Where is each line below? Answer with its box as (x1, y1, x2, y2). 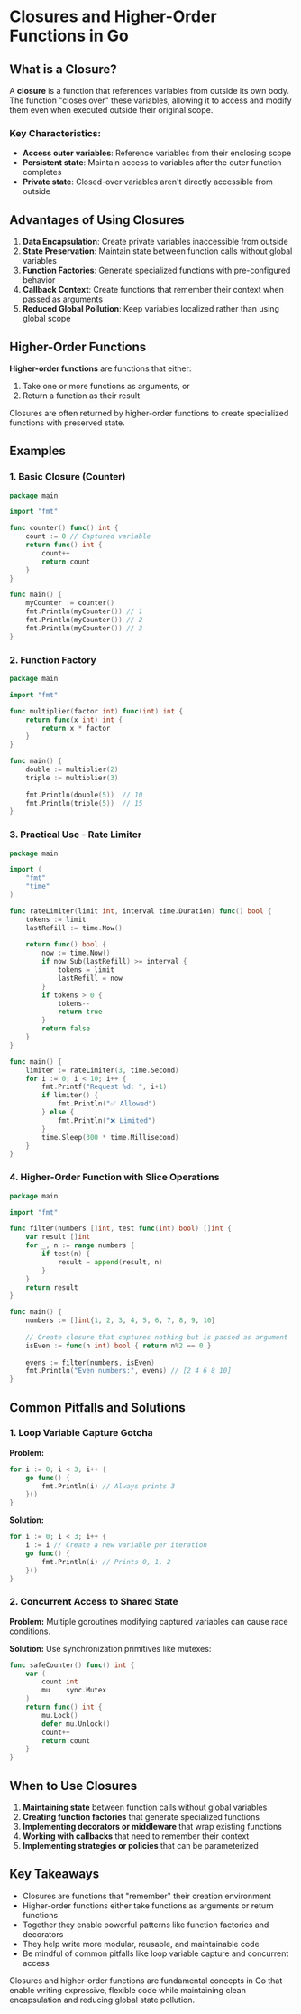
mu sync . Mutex (41, 1686, 106, 1695)
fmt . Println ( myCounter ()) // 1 (25, 607, 143, 616)
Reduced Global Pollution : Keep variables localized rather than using (22, 303, 279, 314)
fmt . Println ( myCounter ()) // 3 (25, 623, 143, 633)
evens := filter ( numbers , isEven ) (25, 1357, 155, 1367)
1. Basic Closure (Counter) (9, 471, 126, 483)
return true (57, 1007, 103, 1017)
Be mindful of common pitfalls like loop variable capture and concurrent (22, 1948, 289, 1959)
